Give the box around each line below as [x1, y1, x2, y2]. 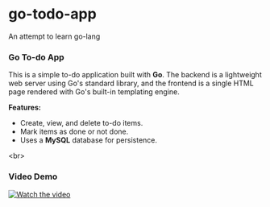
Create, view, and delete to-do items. [19, 118, 143, 128]
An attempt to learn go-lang [8, 31, 101, 41]
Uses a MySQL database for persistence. [19, 135, 158, 145]
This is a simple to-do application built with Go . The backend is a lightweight [8, 70, 262, 80]
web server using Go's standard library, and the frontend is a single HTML [8, 78, 254, 89]
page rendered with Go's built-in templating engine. [8, 87, 180, 97]
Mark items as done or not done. [19, 126, 129, 137]
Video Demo [8, 171, 58, 182]
